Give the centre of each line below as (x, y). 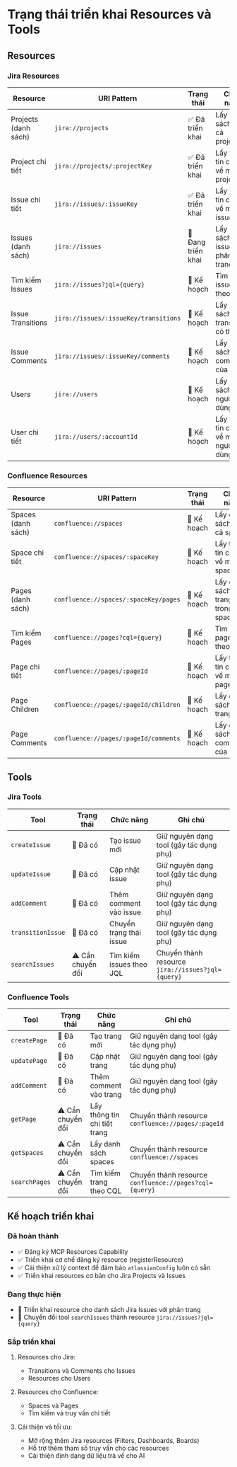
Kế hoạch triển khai (51, 1216)
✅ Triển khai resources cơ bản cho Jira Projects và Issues (101, 1275)
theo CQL (106, 1191)
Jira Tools (25, 797)
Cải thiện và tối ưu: (45, 1427)
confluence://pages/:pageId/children (117, 705)
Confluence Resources (48, 476)
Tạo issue (125, 840)
